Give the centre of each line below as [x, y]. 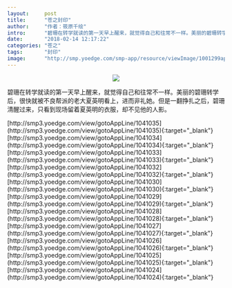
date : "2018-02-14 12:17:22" [58, 39]
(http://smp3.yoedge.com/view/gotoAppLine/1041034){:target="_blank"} [110, 145]
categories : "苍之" [34, 46]
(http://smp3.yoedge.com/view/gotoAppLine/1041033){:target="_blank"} [110, 160]
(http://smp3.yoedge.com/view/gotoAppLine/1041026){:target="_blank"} [110, 248]
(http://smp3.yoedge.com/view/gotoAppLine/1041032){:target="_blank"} [110, 174]
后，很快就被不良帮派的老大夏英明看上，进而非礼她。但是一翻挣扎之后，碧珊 [116, 100]
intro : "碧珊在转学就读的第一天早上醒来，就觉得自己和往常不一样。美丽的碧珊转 [115, 33]
